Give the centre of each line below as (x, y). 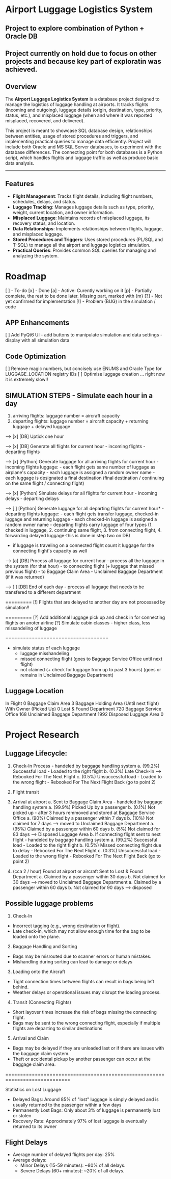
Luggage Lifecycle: (36, 754)
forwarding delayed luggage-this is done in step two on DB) (68, 535)
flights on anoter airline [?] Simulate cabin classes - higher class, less (78, 622)
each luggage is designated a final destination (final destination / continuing (85, 478)
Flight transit (26, 792)
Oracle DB (22, 36)
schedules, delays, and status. (45, 201)
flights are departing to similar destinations (58, 1028)
